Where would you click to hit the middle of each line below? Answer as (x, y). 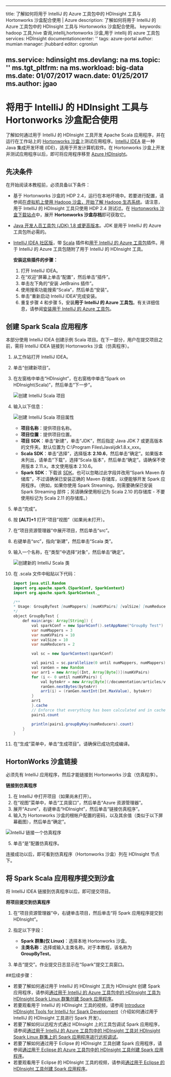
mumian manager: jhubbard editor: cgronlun (52, 44)
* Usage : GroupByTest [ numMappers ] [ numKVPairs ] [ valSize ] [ (79, 607)
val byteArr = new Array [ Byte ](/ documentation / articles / (102, 682)
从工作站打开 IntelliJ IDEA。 (42, 357)
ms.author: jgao (31, 84)
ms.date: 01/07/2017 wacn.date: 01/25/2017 (77, 76)
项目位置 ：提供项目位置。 (47, 434)
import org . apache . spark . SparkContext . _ (56, 593)
